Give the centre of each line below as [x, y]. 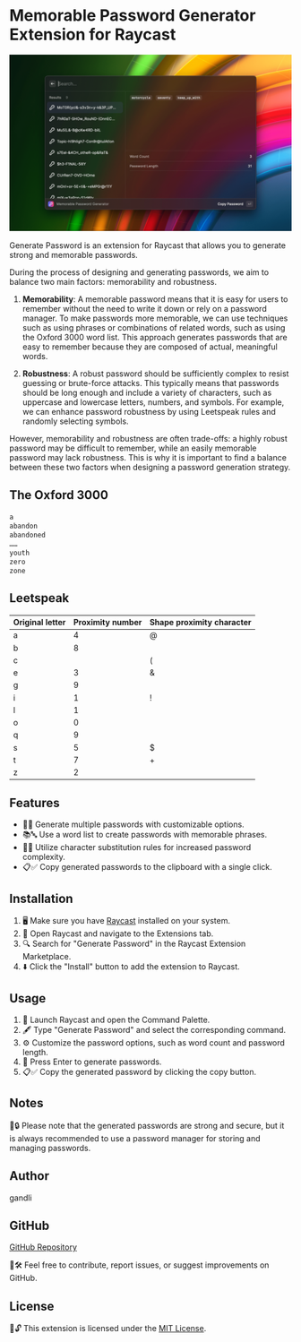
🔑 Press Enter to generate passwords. [92, 1062]
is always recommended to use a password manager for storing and [135, 1138]
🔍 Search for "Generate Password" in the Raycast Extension [134, 944]
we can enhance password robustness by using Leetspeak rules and [149, 411]
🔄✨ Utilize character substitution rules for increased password [137, 847]
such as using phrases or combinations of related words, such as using [154, 327]
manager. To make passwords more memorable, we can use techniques [155, 318]
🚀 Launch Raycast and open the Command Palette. [116, 1019]
